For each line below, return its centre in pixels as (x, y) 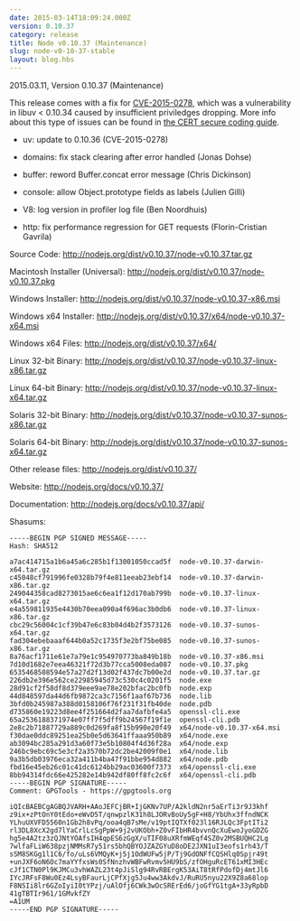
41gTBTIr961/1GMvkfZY (50, 894)
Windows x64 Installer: (52, 316)
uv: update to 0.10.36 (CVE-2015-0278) (95, 140)
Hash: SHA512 (34, 546)
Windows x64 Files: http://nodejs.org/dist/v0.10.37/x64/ (113, 343)
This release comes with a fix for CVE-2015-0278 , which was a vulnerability (150, 103)
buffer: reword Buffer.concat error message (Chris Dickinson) (136, 174)
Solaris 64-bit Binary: (49, 442)
